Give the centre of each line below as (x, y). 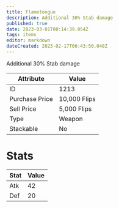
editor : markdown (28, 40)
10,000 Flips (77, 98)
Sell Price (23, 109)
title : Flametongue (31, 12)
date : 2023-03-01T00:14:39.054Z (47, 29)
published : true (27, 23)
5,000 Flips (75, 109)
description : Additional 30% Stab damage (60, 18)
